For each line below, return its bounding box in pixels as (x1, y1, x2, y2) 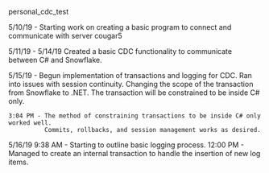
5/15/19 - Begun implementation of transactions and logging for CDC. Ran (8, 71, 252, 80)
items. (8, 157, 29, 167)
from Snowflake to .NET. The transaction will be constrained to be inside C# (8, 88, 260, 97)
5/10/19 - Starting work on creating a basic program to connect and (8, 23, 232, 31)
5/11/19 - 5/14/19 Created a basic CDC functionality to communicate (8, 47, 232, 56)
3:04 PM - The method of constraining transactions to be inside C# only (8, 112, 262, 120)
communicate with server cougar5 (8, 31, 122, 40)
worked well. (8, 119, 52, 127)
